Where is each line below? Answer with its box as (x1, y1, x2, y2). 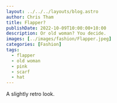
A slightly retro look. (6, 91, 55, 98)
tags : (6, 47, 19, 53)
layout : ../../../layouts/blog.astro (6, 8, 99, 15)
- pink (11, 63, 28, 69)
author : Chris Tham (6, 14, 54, 20)
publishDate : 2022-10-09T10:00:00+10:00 (6, 25, 107, 31)
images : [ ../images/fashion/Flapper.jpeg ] (6, 36, 112, 42)
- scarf (11, 69, 31, 75)
